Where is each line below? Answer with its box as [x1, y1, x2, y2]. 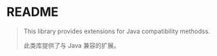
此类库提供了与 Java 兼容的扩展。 [23, 41, 120, 49]
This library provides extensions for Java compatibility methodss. [23, 27, 211, 35]
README [6, 4, 59, 20]
